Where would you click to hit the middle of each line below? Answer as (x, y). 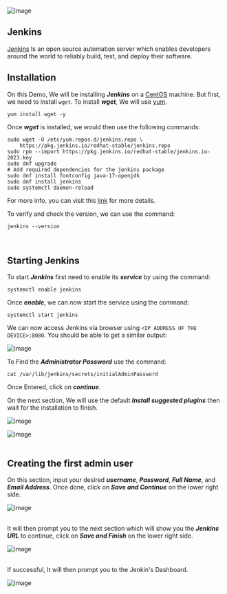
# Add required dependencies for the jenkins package (86, 169)
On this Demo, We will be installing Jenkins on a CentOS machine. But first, (114, 94)
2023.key (20, 157)
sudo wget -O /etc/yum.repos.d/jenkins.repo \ (75, 140)
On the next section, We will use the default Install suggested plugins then (113, 400)
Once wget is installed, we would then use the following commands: (104, 126)
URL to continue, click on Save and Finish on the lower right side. (100, 536)
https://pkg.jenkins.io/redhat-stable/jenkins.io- (137, 151)
